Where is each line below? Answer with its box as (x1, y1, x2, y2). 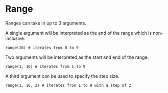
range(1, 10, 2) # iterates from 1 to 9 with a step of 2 (5, 83, 131, 88)
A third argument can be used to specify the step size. (5, 73, 119, 79)
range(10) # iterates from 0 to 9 (5, 45, 79, 50)
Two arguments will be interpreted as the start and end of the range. (5, 54, 149, 60)
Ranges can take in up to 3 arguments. (5, 20, 87, 26)
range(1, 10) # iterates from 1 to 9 (5, 64, 86, 69)
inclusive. (5, 35, 26, 41)
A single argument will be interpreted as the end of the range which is (5, 30, 152, 36)
